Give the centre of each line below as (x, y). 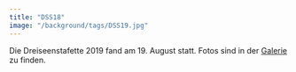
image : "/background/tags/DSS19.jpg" (79, 25)
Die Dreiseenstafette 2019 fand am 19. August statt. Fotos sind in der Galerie (148, 50)
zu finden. (27, 60)
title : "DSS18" (37, 17)
